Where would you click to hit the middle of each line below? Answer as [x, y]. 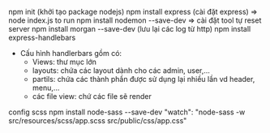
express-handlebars [42, 37]
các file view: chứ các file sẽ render [92, 96]
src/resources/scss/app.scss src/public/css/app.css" [98, 120]
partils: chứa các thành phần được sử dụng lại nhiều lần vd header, [144, 79]
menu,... [46, 88]
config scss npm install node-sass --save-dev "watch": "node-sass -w [127, 112]
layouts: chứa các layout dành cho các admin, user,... [121, 71]
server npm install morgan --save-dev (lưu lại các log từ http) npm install [130, 29]
